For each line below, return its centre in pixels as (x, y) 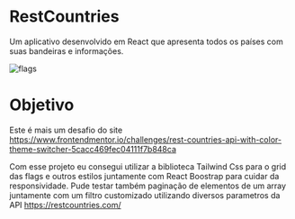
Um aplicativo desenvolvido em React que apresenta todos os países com (146, 41)
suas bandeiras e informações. (67, 50)
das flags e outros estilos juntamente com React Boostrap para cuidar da (144, 176)
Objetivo (42, 105)
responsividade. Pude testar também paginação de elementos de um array (147, 186)
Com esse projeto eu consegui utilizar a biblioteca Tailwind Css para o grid (148, 166)
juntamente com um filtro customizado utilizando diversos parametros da (145, 195)
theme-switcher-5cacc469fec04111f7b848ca (93, 149)
